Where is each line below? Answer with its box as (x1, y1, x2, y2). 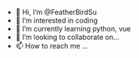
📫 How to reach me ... (15, 42, 88, 50)
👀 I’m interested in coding (15, 16, 98, 25)
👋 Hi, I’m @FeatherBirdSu (15, 8, 98, 16)
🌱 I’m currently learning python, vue (15, 24, 131, 33)
